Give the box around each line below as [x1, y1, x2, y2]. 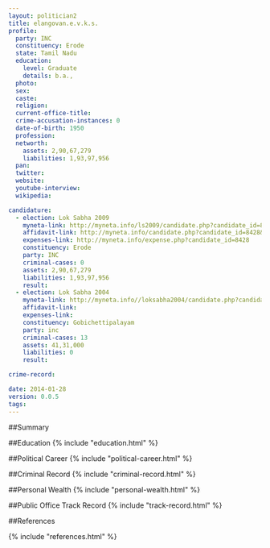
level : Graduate [22, 64, 78, 73]
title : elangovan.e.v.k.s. [8, 19, 99, 27]
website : [15, 176, 45, 185]
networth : [15, 139, 48, 147]
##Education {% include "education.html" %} [8, 438, 158, 447]
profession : [15, 131, 56, 139]
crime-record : [8, 371, 56, 379]
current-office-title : [15, 110, 92, 118]
